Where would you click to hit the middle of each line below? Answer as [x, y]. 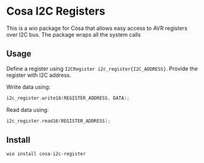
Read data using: [27, 110]
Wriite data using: [28, 87]
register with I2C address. [39, 75]
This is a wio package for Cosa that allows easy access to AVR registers [97, 28]
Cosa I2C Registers [56, 11]
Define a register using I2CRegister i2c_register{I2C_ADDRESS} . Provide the [102, 68]
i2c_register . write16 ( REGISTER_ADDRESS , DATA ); [68, 98]
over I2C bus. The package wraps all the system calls [74, 34]
